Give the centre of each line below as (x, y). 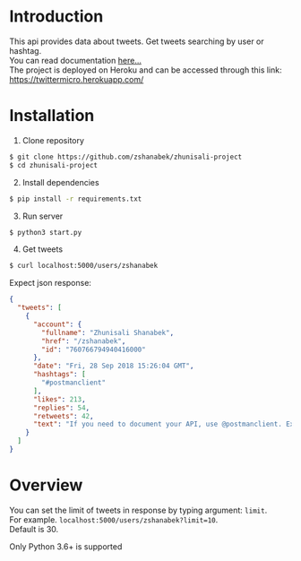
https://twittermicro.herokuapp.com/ (77, 79)
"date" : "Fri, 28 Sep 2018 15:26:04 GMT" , (113, 366)
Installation (52, 116)
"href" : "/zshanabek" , (84, 341)
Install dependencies (61, 182)
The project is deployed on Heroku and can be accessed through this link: (146, 70)
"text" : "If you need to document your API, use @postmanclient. (157, 424)
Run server (43, 216)
